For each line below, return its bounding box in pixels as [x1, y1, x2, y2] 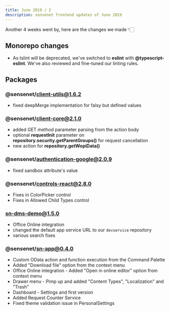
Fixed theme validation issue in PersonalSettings [12, 300, 115, 306]
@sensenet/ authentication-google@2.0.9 [5, 155, 112, 163]
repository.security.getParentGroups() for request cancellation [12, 138, 148, 144]
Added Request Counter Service [12, 295, 81, 301]
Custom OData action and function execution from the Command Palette [12, 257, 165, 263]
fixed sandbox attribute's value [12, 167, 78, 173]
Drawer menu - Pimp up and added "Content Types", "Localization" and [12, 278, 164, 284]
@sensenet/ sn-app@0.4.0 [5, 245, 74, 252]
